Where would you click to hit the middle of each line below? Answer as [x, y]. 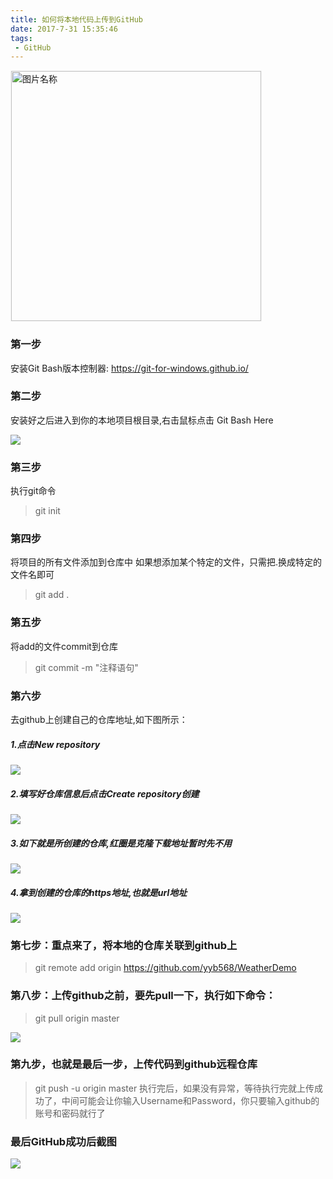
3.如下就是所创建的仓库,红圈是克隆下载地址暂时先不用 [121, 843]
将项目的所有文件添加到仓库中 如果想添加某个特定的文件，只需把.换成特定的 [166, 562]
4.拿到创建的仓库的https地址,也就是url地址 [99, 892]
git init [47, 511]
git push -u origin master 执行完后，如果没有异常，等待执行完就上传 [174, 1088]
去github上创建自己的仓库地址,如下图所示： [99, 720]
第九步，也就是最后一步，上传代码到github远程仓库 [134, 1064]
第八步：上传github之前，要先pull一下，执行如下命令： [143, 996]
